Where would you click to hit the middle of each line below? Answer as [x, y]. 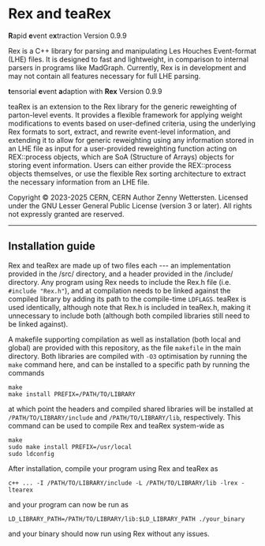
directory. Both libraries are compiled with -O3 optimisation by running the [128, 356]
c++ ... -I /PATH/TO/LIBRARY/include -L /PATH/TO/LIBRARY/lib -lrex [123, 483]
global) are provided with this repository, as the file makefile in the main [125, 347]
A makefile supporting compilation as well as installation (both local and [125, 339]
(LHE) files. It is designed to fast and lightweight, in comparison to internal [129, 59]
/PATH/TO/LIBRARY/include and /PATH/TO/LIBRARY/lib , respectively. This [125, 417]
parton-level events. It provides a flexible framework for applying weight [125, 114]
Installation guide [52, 247]
